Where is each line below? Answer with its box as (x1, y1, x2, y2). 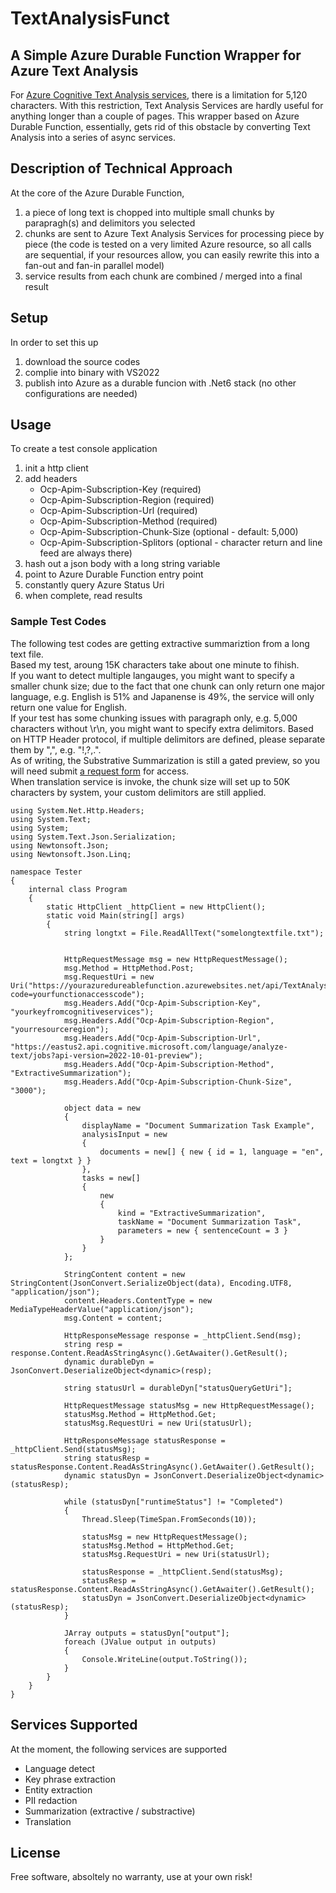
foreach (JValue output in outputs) (63, 1637, 217, 1647)
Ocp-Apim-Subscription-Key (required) (39, 483, 202, 496)
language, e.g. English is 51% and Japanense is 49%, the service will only (10, 690, 315, 702)
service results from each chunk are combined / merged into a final (24, 270, 303, 282)
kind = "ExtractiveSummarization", (117, 1208, 267, 1218)
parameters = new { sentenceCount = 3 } (117, 1225, 288, 1236)
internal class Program (28, 884, 128, 894)
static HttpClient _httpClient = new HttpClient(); (46, 902, 267, 912)
